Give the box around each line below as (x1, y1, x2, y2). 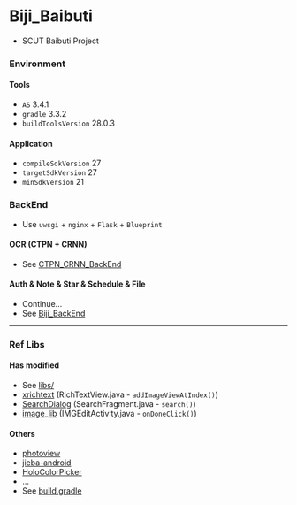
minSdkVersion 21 (21, 177, 85, 187)
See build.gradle (21, 486, 82, 496)
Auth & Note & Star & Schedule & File (9, 279, 146, 289)
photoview (21, 448, 61, 459)
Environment (9, 57, 66, 70)
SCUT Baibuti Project (21, 35, 100, 46)
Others (9, 428, 35, 439)
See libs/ (21, 380, 55, 391)
